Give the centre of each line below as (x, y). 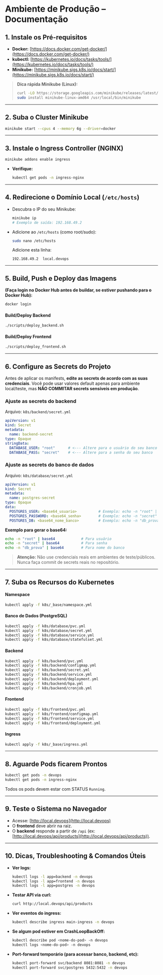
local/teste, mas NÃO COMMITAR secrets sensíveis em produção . (72, 389)
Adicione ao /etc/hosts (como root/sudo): (54, 232)
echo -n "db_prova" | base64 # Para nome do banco (65, 548)
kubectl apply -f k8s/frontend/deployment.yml (53, 723)
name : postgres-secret (32, 498)
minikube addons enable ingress (38, 160)
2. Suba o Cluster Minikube (47, 117)
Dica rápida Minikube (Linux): (47, 84)
